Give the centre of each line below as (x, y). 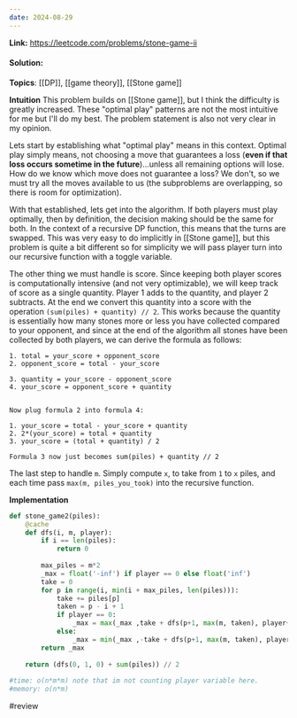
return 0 (72, 549)
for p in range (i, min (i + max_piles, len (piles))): (140, 590)
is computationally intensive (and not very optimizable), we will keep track (144, 283)
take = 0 (57, 581)
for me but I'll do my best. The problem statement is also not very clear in (143, 118)
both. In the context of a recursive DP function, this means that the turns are (148, 228)
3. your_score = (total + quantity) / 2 (85, 441)
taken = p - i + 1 (90, 607)
